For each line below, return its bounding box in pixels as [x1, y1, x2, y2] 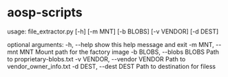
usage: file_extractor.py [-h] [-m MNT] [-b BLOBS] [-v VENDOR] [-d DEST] [7, 27, 219, 35]
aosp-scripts [7, 5, 83, 20]
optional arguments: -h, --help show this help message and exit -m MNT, [7, 40, 215, 48]
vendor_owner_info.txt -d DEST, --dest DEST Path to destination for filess [7, 62, 216, 70]
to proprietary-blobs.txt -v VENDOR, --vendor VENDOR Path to [7, 55, 186, 63]
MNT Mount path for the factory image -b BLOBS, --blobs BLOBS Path [19, 48, 219, 56]
